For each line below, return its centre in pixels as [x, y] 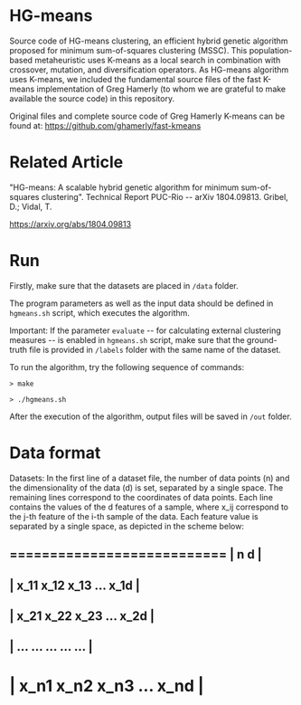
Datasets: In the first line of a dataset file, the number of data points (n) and [150, 478]
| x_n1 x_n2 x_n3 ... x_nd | [107, 686]
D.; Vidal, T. [31, 206]
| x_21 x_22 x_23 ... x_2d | [82, 616]
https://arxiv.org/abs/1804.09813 [71, 224]
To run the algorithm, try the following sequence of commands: [127, 367]
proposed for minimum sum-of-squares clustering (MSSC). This [128, 50]
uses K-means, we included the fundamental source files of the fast [135, 79]
